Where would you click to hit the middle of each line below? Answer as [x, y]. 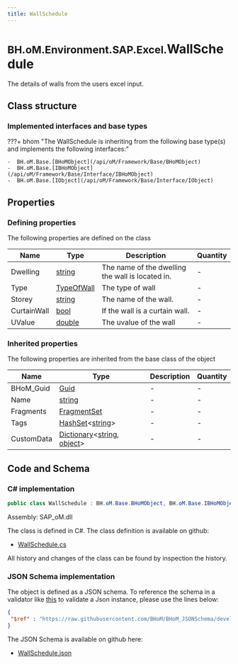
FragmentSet [81, 412]
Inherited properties [42, 343]
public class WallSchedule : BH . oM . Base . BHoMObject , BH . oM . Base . [106, 503]
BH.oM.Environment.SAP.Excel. [87, 50]
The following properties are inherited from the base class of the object [112, 359]
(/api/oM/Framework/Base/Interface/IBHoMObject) [80, 174]
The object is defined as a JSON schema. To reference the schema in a [111, 592]
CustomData [32, 439]
